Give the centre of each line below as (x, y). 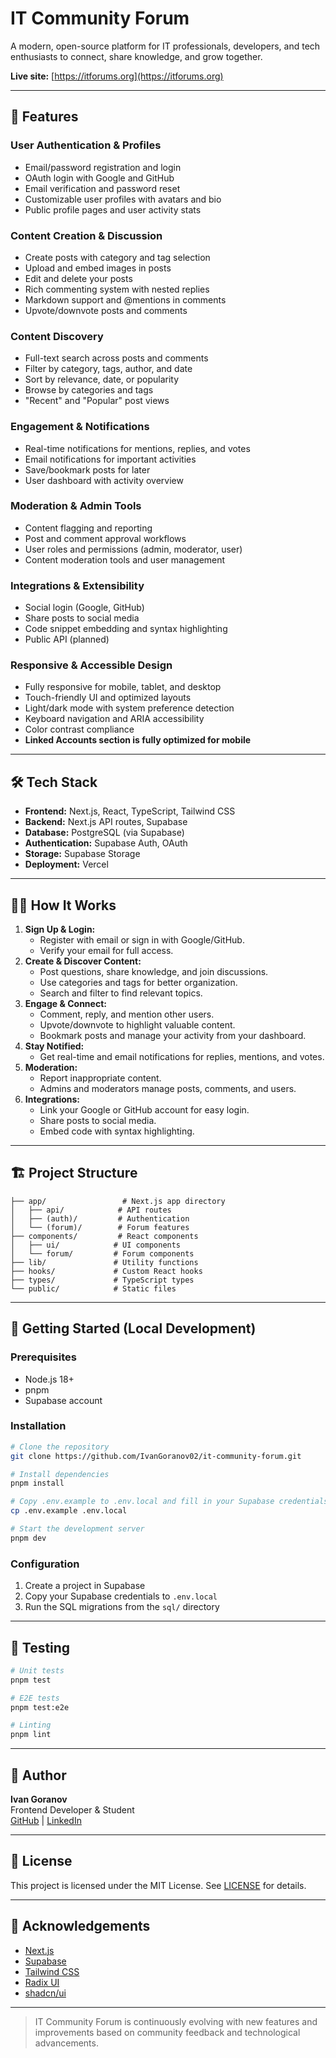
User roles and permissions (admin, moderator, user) (133, 549)
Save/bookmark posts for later (87, 469)
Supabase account (63, 1400)
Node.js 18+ (49, 1379)
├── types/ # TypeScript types (102, 1280)
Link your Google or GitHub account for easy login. (144, 1110)
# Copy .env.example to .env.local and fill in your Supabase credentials (169, 1502)
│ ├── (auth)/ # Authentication (100, 1218)
